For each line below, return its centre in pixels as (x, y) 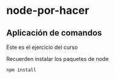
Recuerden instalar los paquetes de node (57, 59)
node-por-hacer (48, 11)
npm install (21, 70)
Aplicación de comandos (54, 33)
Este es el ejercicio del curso (42, 47)
